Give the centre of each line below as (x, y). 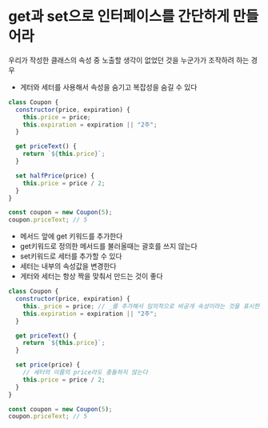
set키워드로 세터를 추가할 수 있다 (71, 256)
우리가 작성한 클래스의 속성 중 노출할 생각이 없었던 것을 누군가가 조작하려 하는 (129, 60)
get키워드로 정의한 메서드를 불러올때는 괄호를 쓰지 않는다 (108, 246)
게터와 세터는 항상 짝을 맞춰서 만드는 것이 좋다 (91, 276)
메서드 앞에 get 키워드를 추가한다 (71, 236)
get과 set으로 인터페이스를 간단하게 (119, 16)
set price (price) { (48, 365)
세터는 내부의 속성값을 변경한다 (68, 266)
